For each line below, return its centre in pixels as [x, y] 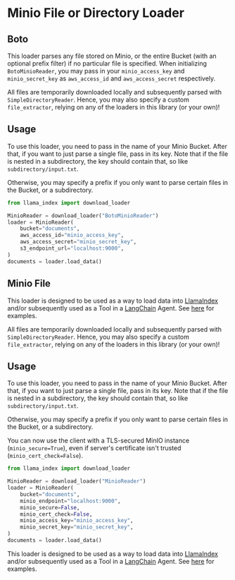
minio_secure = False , [50, 507]
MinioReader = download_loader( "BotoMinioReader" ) [83, 216]
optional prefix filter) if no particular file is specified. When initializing [107, 64]
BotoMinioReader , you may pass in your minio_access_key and [96, 71]
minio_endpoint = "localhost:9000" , [70, 501]
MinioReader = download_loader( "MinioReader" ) [77, 481]
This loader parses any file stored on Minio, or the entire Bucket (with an [112, 56]
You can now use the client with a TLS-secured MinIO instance [99, 441]
